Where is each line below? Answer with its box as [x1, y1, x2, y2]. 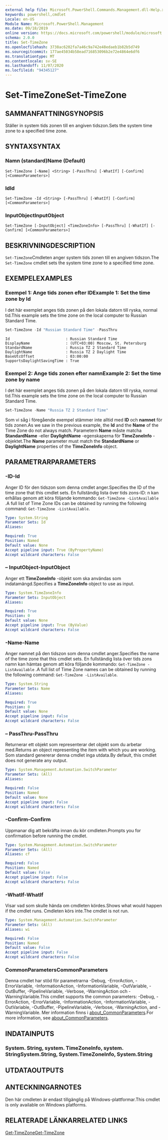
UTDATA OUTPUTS [5, 1066, 64, 1074]
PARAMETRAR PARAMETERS [5, 458, 96, 466]
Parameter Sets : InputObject [5, 595, 66, 600]
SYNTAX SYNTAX [5, 142, 61, 151]
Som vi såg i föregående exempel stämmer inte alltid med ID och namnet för [5, 416, 162, 423]
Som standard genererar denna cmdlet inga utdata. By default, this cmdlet [5, 752, 156, 758]
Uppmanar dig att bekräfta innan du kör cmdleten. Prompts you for [5, 827, 141, 833]
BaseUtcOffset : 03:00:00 [5, 354, 88, 359]
